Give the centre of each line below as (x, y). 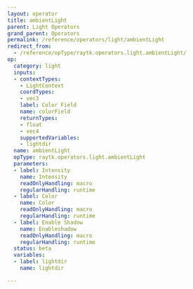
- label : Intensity (42, 170)
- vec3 (29, 99)
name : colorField (45, 112)
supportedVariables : (50, 137)
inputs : (25, 72)
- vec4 (29, 131)
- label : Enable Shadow (48, 222)
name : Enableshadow (48, 229)
